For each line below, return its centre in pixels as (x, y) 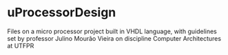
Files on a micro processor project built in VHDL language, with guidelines (112, 31)
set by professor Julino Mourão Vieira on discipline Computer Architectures (114, 38)
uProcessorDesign (62, 13)
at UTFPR (21, 45)
